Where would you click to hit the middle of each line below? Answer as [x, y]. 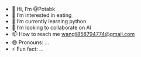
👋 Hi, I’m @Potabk [33, 9]
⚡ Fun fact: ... [27, 49]
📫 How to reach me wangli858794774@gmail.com [73, 34]
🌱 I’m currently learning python [49, 21]
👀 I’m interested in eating [42, 15]
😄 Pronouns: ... [30, 42]
